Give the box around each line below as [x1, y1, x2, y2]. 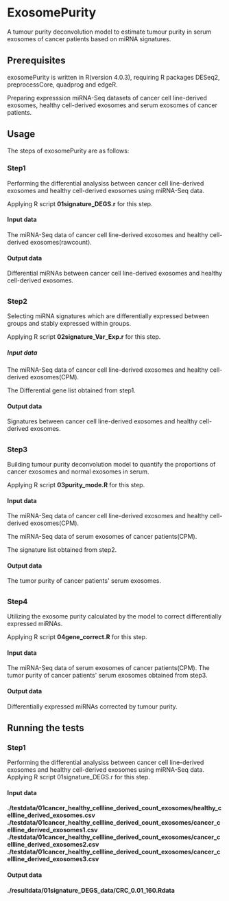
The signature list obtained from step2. [7, 546, 117, 554]
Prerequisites [7, 55, 66, 67]
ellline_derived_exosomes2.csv [7, 841, 99, 849]
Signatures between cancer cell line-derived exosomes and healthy [7, 417, 198, 425]
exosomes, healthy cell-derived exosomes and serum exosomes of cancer [7, 101, 218, 109]
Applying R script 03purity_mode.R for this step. [7, 480, 145, 489]
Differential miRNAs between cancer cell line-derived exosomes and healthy [7, 269, 223, 278]
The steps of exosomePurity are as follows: [7, 146, 130, 155]
